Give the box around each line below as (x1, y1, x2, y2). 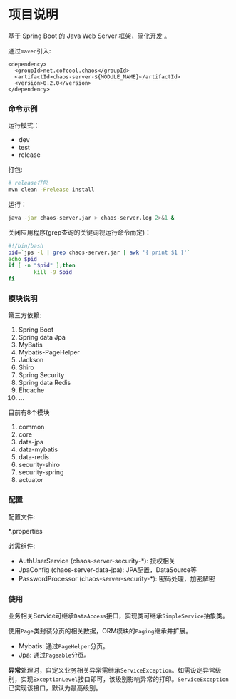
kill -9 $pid (34, 269, 73, 276)
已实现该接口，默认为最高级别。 (8, 684, 102, 692)
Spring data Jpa (18, 333, 66, 342)
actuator (18, 476, 43, 484)
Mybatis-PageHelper (18, 348, 81, 357)
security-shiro (18, 461, 60, 469)
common (18, 422, 45, 432)
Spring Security (18, 371, 65, 379)
